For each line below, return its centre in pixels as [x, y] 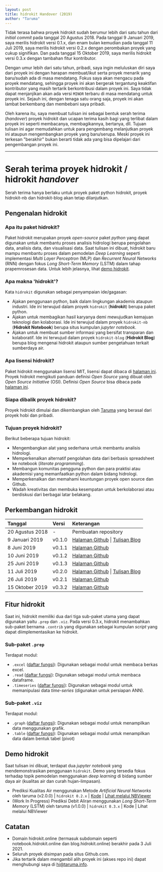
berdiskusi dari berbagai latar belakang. [52, 495]
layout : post [18, 10]
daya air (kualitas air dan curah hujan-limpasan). [53, 781]
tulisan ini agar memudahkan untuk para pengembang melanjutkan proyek [79, 129]
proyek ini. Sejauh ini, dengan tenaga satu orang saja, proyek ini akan [74, 99]
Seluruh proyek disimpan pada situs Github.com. [61, 854]
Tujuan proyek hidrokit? [33, 428]
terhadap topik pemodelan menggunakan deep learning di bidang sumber [79, 776]
